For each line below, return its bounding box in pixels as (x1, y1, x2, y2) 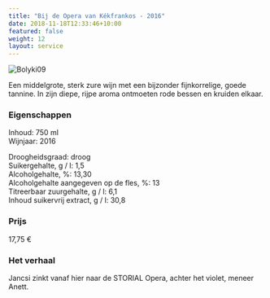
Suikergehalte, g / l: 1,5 (8, 160, 85, 171)
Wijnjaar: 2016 (8, 136, 56, 147)
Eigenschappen (8, 109, 72, 121)
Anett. (8, 282, 29, 291)
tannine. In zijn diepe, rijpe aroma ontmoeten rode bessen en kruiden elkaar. (8, 89, 263, 99)
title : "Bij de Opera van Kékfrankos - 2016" (8, 11, 165, 20)
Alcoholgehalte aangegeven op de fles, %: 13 (8, 178, 160, 188)
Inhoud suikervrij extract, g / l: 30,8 (8, 195, 126, 205)
